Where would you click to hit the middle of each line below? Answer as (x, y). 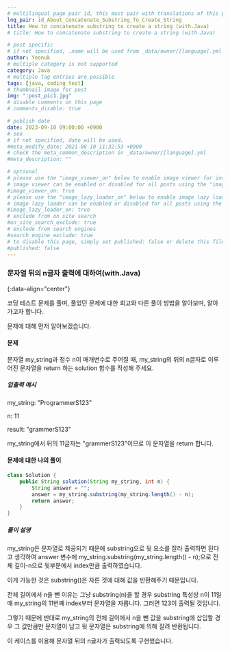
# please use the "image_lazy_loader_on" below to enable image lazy (108, 197)
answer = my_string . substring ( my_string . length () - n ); (113, 494)
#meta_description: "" (39, 159)
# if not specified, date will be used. (66, 140)
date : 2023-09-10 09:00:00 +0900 (55, 127)
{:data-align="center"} (39, 288)
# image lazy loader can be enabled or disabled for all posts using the (115, 204)
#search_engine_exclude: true (50, 235)
